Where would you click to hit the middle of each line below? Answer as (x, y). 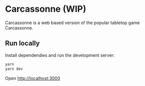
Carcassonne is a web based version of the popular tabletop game (72, 23)
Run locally (23, 43)
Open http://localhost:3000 (33, 78)
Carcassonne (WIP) (46, 9)
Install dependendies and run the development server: (60, 55)
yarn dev (14, 69)
